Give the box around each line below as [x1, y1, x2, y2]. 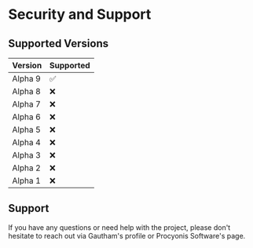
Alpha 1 [12, 175, 41, 186]
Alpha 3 [12, 150, 41, 160]
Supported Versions [8, 37, 108, 50]
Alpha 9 [12, 73, 41, 84]
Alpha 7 [12, 99, 41, 109]
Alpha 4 [12, 137, 41, 148]
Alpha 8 [12, 86, 41, 97]
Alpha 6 [12, 111, 41, 122]
